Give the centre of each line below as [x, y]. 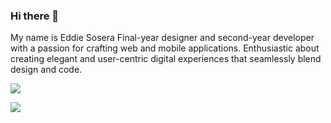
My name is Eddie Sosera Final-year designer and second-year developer [162, 38]
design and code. [46, 70]
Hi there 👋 [35, 16]
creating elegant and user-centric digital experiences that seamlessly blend [166, 59]
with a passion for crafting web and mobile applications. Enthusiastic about [165, 48]
